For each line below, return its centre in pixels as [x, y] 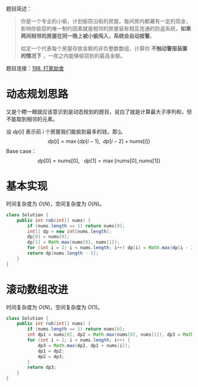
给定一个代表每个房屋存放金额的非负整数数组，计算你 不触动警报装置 [104, 48]
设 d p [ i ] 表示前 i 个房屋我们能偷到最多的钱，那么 [64, 131]
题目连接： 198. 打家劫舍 [35, 68]
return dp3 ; [42, 368]
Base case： [22, 151]
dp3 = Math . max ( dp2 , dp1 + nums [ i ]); [84, 345]
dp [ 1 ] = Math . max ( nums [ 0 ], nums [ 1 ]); [74, 242]
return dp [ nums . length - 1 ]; [63, 253]
